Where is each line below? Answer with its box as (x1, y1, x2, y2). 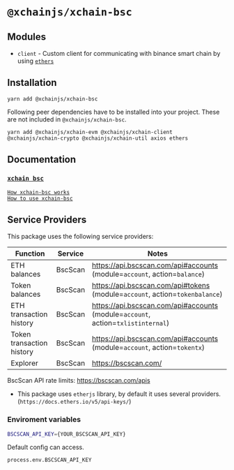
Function (15, 249, 45, 258)
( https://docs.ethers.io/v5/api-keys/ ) (17, 397, 132, 406)
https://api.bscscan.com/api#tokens (91, 281, 210, 291)
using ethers (17, 57, 54, 65)
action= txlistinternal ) (91, 318, 169, 328)
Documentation (7, 154, 77, 166)
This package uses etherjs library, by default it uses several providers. (17, 390, 221, 398)
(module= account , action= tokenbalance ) (91, 289, 223, 299)
